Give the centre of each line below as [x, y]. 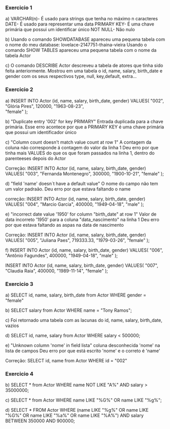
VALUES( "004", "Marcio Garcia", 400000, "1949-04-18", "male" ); [75, 204]
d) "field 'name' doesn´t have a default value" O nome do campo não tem [82, 183]
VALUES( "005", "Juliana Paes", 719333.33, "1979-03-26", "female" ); [77, 240]
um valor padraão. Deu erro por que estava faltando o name [68, 189]
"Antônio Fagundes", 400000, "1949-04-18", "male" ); [62, 255]
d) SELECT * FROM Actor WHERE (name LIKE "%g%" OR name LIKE [77, 410]
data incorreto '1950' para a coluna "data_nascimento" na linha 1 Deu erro [82, 219]
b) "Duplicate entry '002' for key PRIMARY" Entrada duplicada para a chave [84, 121]
